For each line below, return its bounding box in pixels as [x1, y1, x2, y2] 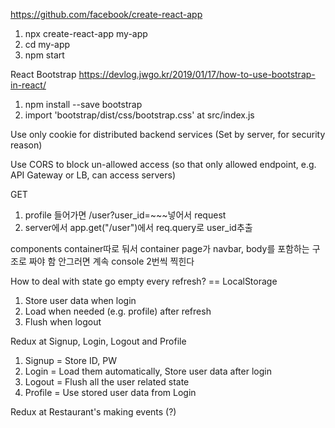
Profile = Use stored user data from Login [24, 387, 197, 398]
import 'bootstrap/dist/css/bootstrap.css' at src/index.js [24, 109, 255, 121]
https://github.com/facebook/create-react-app [10, 9, 203, 20]
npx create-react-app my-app [24, 28, 148, 39]
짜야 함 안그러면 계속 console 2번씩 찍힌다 [28, 255, 195, 267]
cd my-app [24, 39, 71, 50]
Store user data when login [24, 295, 137, 306]
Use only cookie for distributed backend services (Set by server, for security [10, 129, 326, 140]
